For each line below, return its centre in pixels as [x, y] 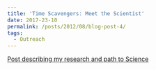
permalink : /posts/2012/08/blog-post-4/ [67, 26]
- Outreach [29, 40]
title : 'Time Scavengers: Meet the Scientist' [76, 14]
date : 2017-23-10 [32, 20]
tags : [15, 33]
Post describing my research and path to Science [78, 59]
